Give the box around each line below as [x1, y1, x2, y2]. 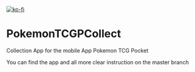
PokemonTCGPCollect [6, 27, 121, 41]
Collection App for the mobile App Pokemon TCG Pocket [6, 47, 149, 54]
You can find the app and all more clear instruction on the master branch [6, 58, 189, 66]
